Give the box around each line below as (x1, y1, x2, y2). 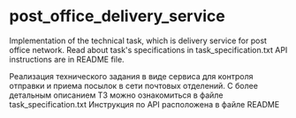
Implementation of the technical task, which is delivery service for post (9, 35, 268, 46)
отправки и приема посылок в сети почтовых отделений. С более (9, 80, 259, 91)
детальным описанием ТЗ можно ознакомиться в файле (9, 90, 224, 100)
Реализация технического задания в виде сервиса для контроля (9, 70, 254, 81)
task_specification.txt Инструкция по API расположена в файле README (9, 99, 280, 109)
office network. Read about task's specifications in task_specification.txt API (9, 44, 288, 55)
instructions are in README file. (9, 54, 125, 64)
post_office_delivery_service (9, 6, 225, 26)
